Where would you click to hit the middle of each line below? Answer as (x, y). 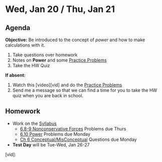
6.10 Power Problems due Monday (55, 134)
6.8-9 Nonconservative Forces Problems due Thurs (73, 128)
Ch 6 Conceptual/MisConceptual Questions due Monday (78, 139)
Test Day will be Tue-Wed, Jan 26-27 (51, 144)
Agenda (18, 28)
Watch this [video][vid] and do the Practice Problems (67, 85)
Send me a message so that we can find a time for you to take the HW (85, 90)
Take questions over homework (45, 55)
